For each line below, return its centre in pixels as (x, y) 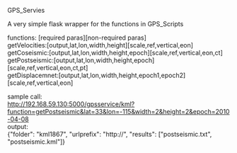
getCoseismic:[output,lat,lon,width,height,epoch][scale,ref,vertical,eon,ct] (115, 53)
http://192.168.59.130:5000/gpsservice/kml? (71, 104)
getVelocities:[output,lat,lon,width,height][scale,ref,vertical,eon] (100, 45)
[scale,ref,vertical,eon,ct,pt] (48, 68)
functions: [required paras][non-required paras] (77, 38)
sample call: (25, 96)
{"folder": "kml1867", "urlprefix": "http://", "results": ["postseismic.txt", (110, 134)
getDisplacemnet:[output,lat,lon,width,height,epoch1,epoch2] (97, 75)
